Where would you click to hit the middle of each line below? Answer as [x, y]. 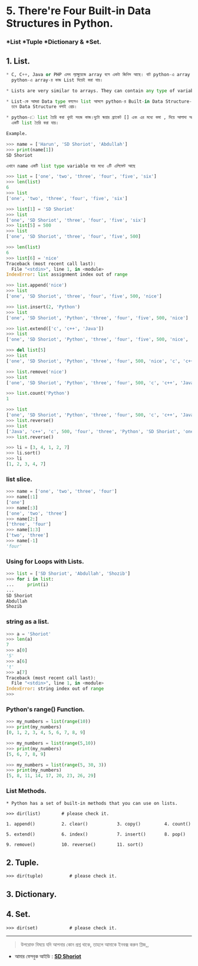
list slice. [19, 479]
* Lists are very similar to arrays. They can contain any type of [91, 91]
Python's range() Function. [45, 709]
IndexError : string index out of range [55, 689]
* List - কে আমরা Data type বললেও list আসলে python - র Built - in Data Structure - [99, 101]
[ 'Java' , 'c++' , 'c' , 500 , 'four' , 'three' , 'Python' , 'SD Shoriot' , [93, 431]
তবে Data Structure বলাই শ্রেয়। [44, 107]
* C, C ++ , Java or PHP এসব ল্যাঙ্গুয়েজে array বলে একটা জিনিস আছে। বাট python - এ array [98, 74]
